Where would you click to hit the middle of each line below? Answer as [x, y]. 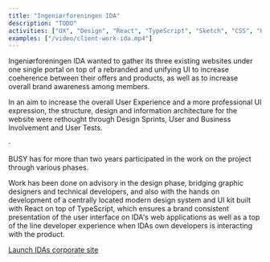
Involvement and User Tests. [55, 128]
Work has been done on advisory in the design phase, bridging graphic [126, 183]
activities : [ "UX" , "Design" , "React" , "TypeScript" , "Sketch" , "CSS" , [131, 31]
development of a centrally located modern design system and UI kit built [130, 200]
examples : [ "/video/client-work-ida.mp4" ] [80, 38]
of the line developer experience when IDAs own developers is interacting [131, 226]
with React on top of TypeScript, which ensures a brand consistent [119, 209]
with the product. [37, 235]
